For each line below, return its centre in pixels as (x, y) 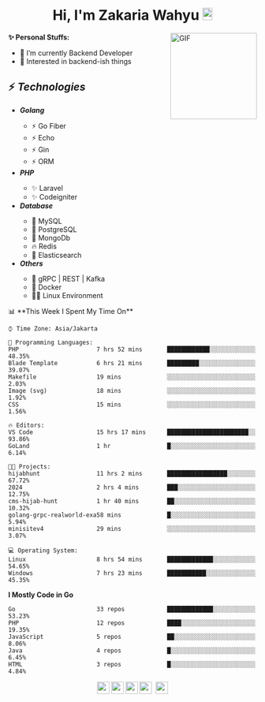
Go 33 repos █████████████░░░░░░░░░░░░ (132, 609)
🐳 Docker (47, 287)
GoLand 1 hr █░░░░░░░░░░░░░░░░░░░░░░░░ (132, 446)
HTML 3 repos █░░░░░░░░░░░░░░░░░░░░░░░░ (132, 664)
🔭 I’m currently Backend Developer (76, 53)
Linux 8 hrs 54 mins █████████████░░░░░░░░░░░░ (132, 559)
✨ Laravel (47, 188)
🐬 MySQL (47, 221)
